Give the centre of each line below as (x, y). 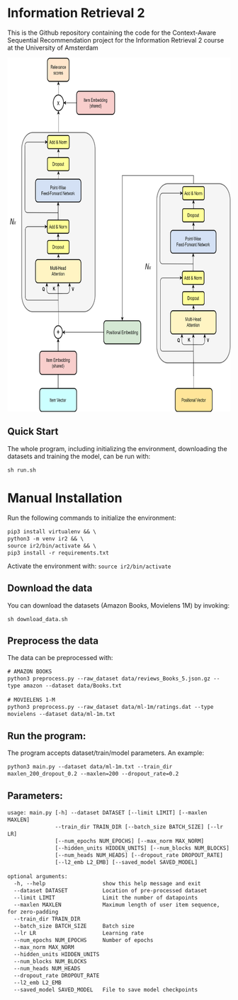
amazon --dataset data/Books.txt (72, 686)
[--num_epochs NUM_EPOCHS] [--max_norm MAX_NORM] (129, 841)
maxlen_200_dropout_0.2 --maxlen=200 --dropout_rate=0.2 (93, 774)
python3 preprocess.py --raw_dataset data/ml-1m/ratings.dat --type (110, 707)
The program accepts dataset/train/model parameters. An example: (106, 753)
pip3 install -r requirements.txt (58, 553)
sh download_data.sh (38, 619)
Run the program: (47, 735)
